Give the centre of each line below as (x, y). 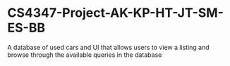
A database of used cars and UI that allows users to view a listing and (108, 47)
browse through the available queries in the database (85, 55)
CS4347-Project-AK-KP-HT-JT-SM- (116, 13)
